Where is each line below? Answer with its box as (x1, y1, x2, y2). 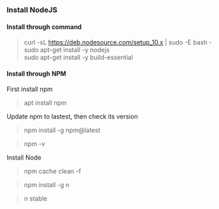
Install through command (6, 23, 82, 31)
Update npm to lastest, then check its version (6, 112, 138, 121)
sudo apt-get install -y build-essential (23, 53, 133, 61)
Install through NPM (6, 69, 66, 78)
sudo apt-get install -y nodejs (23, 46, 110, 54)
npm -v (23, 140, 46, 148)
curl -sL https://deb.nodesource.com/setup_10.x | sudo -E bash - (23, 38, 213, 47)
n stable (23, 194, 48, 203)
